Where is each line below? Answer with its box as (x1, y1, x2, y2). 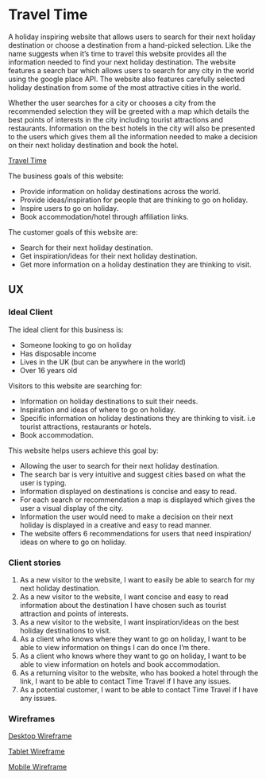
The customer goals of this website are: (8, 227, 138, 236)
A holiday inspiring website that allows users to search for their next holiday (8, 32, 256, 41)
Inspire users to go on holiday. (19, 203, 119, 212)
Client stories (8, 557, 61, 568)
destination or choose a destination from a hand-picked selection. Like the (8, 40, 252, 49)
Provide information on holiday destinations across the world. (19, 186, 221, 196)
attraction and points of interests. (19, 609, 129, 618)
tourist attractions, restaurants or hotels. (19, 422, 152, 431)
